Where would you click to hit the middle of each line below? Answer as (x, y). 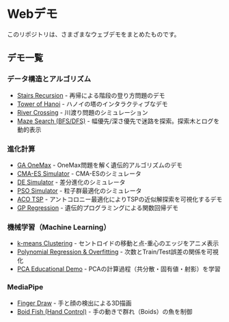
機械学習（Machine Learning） (59, 227)
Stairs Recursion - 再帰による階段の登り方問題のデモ (91, 95)
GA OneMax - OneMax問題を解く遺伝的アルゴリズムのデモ (100, 165)
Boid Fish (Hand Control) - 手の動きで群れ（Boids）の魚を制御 (105, 311)
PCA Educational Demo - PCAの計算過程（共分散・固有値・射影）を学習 (119, 269)
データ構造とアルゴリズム (49, 79)
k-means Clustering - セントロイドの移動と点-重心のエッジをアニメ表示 (118, 243)
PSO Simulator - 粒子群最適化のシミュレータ (79, 190)
